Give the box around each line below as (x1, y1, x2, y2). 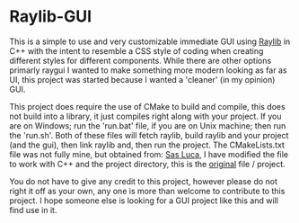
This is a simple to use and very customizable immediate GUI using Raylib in (9, 36, 291, 47)
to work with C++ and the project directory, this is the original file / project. (9, 158, 286, 169)
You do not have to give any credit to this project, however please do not (9, 175, 278, 186)
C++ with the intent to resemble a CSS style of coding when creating (9, 45, 264, 56)
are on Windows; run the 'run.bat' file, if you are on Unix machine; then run (9, 120, 286, 131)
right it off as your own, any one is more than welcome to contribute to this (9, 185, 286, 196)
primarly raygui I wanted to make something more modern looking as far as (9, 65, 287, 76)
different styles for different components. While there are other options (9, 55, 272, 66)
